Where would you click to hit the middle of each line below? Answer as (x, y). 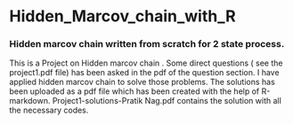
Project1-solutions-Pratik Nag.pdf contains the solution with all (167, 101)
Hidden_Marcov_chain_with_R (122, 16)
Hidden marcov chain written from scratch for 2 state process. (147, 44)
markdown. (30, 101)
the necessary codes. (49, 110)
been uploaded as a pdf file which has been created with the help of (134, 91)
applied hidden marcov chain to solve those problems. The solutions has (142, 82)
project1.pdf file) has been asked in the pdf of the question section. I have (144, 73)
